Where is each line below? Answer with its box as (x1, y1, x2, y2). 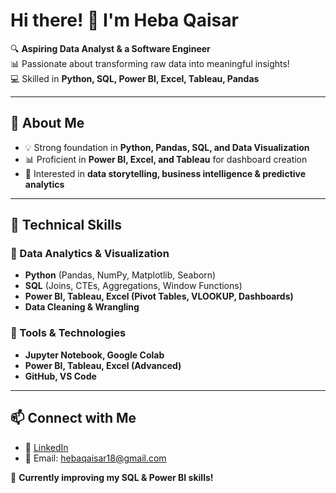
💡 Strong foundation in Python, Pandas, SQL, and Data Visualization (24, 141, 310, 153)
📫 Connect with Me (10, 410, 137, 427)
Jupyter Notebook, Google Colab (24, 349, 165, 361)
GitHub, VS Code (24, 370, 97, 382)
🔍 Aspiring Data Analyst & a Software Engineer (10, 42, 211, 54)
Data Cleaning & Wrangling (24, 301, 140, 313)
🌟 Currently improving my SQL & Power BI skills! (10, 471, 214, 483)
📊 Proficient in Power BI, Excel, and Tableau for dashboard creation (24, 153, 308, 165)
